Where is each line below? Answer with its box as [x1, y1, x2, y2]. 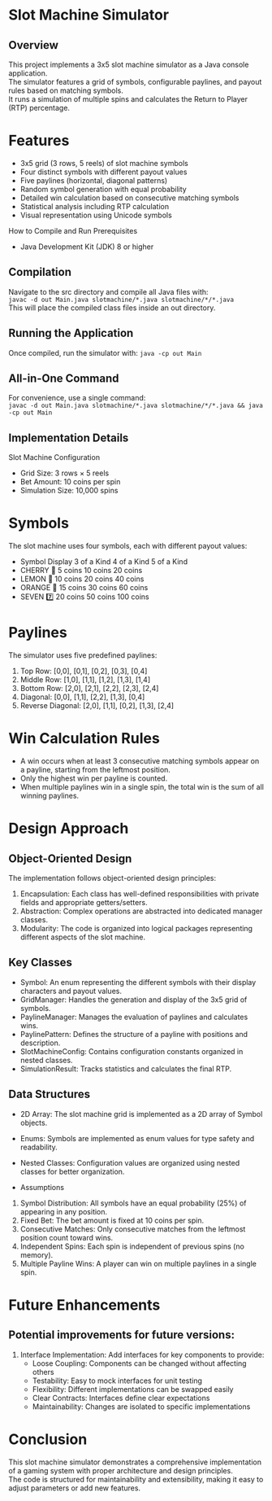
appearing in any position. [19, 1206, 108, 1216]
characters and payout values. [19, 986, 122, 996]
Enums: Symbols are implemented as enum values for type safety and [19, 1133, 255, 1143]
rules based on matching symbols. [8, 85, 123, 95]
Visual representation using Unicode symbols [19, 210, 172, 220]
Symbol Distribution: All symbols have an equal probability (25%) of [19, 1198, 247, 1208]
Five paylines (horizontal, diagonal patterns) [19, 175, 168, 185]
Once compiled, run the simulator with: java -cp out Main [8, 348, 202, 357]
